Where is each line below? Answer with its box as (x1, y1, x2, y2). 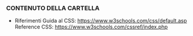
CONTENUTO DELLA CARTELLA (6, 4, 99, 12)
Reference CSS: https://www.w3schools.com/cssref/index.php (14, 23, 168, 30)
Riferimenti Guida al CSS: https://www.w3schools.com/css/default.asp (14, 17, 188, 24)
